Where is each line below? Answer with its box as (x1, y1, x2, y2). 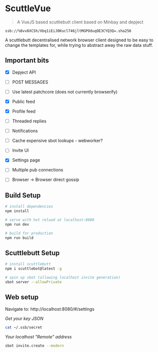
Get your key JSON (5, 315, 44, 321)
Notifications (12, 128, 38, 134)
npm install (5, 209, 29, 214)
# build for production (5, 231, 53, 235)
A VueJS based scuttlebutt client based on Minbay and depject (17, 19, 143, 25)
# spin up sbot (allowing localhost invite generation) (5, 275, 121, 280)
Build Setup (5, 191, 41, 199)
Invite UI (12, 147, 29, 154)
